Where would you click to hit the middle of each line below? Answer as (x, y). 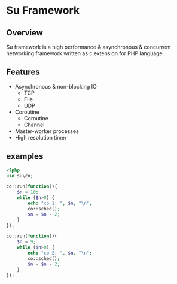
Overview (25, 33)
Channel (34, 125)
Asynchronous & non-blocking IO (56, 86)
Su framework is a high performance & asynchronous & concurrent (89, 47)
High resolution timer (41, 137)
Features (23, 72)
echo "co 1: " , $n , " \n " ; (60, 203)
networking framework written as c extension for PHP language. (85, 53)
